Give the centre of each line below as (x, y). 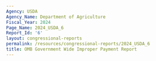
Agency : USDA (22, 11)
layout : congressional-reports (44, 38)
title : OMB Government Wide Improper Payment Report (72, 49)
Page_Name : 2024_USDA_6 (35, 28)
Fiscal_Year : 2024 (28, 22)
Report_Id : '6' (25, 33)
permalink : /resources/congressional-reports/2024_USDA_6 (78, 44)
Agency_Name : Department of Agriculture (56, 17)
